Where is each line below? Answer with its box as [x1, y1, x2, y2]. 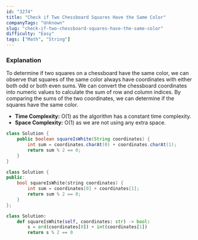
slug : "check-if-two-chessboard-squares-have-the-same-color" [6, 25, 164, 32]
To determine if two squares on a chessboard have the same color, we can [6, 70, 189, 77]
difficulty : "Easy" [6, 31, 55, 37]
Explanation [6, 56, 42, 64]
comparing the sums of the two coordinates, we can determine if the [6, 95, 174, 102]
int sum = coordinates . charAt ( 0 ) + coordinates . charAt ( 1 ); [27, 142, 177, 148]
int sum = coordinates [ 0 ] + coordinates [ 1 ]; [27, 186, 140, 192]
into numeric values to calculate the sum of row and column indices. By [6, 89, 181, 96]
